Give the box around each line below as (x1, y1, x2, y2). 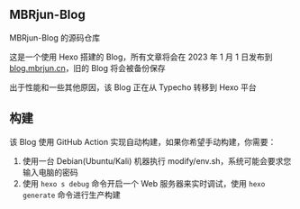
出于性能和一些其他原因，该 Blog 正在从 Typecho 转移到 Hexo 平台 (9, 81, 257, 93)
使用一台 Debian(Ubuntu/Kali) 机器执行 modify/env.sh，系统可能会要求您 (22, 155, 292, 166)
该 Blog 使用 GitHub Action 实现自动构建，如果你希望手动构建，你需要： (9, 136, 277, 147)
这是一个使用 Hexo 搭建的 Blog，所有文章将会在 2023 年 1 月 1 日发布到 (9, 51, 273, 62)
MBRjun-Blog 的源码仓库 (9, 32, 101, 43)
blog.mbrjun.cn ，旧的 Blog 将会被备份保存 (9, 62, 166, 73)
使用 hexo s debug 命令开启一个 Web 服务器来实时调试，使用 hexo (22, 177, 266, 188)
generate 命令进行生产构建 (22, 189, 122, 200)
